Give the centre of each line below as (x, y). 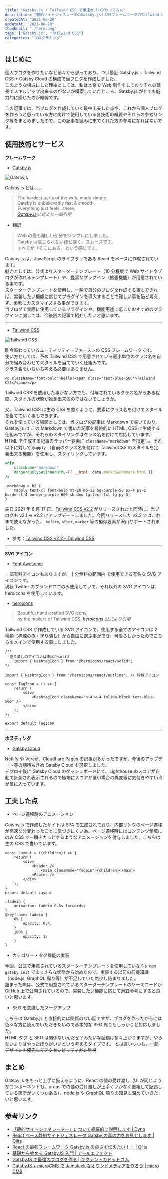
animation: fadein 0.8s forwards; (50, 906)
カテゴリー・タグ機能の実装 (41, 955)
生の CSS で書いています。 (32, 843)
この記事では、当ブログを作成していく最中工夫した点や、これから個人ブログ (84, 108)
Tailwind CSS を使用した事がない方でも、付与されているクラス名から (76, 392)
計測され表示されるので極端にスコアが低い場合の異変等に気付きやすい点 (88, 777)
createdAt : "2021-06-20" (31, 19)
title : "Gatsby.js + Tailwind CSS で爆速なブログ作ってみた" (65, 10)
